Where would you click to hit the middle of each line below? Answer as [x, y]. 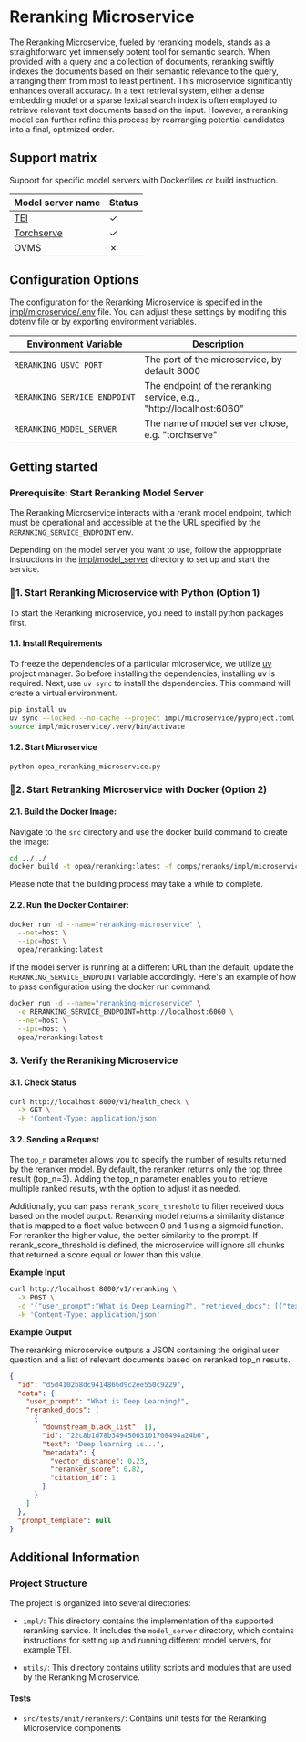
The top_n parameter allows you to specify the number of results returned [148, 1160]
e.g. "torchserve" [181, 434]
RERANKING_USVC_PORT [58, 365]
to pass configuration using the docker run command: [110, 986]
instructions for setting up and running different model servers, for [147, 1641]
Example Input [37, 1273]
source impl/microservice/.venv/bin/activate [97, 726]
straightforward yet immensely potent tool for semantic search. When [140, 51]
